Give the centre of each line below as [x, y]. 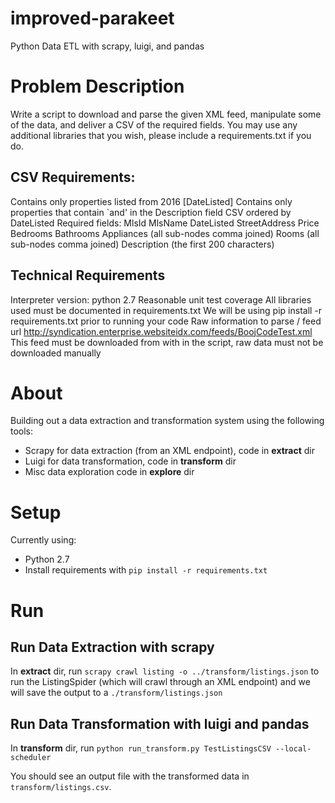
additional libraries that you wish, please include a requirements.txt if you [161, 135]
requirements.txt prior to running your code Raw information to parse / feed [166, 321]
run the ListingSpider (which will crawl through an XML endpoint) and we [160, 682]
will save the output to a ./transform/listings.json [116, 693]
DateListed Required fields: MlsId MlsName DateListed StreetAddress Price [165, 223]
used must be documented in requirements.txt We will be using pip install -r [166, 310]
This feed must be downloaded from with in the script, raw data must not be [167, 342]
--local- [293, 749]
